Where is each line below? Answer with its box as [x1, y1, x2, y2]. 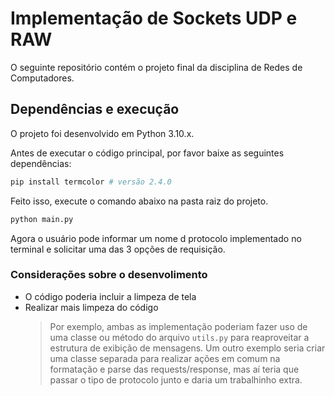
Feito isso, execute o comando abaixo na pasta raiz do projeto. [10, 195, 269, 207]
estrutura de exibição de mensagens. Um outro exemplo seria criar [49, 342, 326, 354]
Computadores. [10, 72, 75, 84]
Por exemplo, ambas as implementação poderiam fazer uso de [49, 320, 308, 332]
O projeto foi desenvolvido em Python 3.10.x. [10, 127, 195, 139]
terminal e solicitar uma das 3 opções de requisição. [10, 243, 226, 255]
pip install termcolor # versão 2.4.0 [10, 177, 172, 187]
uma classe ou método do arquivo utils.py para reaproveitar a [49, 331, 310, 343]
